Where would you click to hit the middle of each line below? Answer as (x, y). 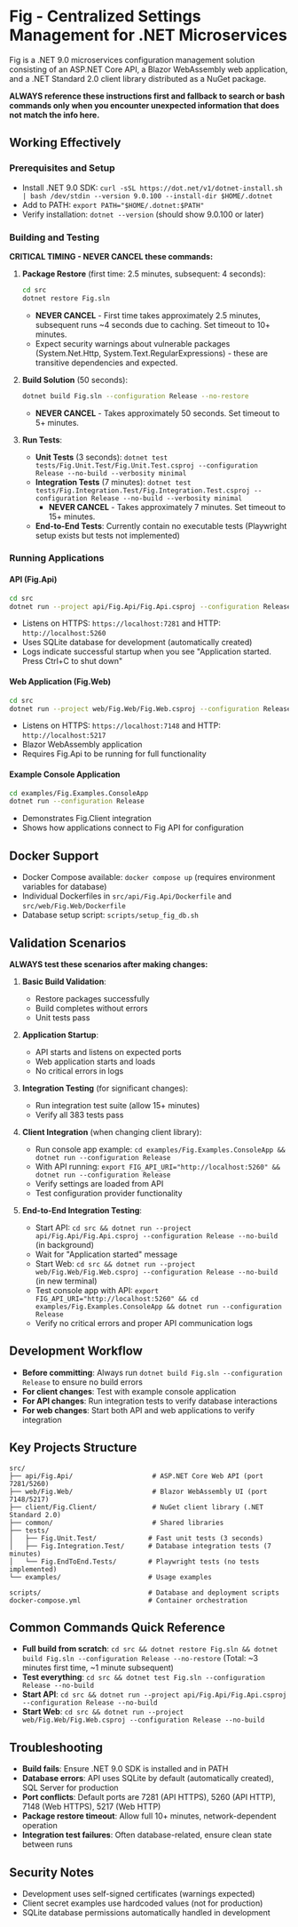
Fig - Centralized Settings (105, 16)
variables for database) (64, 887)
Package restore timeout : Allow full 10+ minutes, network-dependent (149, 1816)
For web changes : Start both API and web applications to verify (138, 1410)
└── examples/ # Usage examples (111, 1577)
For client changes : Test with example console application (129, 1391)
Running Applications (57, 558)
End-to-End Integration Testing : (82, 1210)
